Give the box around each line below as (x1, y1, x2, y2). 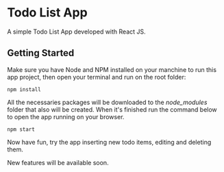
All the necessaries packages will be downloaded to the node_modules (7, 98, 208, 106)
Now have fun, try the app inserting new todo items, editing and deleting (7, 138, 212, 146)
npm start (7, 125, 36, 133)
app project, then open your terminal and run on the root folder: (7, 73, 186, 81)
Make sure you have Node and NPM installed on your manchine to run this (7, 65, 217, 73)
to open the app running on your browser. (7, 112, 125, 121)
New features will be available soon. (7, 158, 109, 167)
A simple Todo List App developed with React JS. (7, 27, 146, 36)
